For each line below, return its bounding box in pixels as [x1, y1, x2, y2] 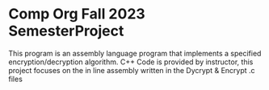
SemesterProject [8, 22, 124, 40]
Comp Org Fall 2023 [8, 5, 145, 23]
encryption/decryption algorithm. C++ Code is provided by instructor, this [8, 57, 254, 67]
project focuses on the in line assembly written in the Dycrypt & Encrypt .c [8, 65, 256, 75]
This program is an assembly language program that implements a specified [8, 48, 262, 58]
